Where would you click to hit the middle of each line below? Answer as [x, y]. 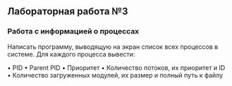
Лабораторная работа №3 [68, 12]
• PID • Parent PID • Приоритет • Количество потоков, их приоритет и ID [116, 67]
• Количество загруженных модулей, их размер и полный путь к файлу [115, 75]
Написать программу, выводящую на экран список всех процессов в [113, 46]
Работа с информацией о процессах [73, 31]
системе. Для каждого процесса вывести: [71, 54]
